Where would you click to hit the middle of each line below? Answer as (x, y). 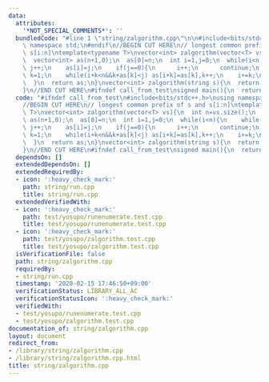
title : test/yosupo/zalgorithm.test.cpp (91, 247)
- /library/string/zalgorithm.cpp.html (75, 358)
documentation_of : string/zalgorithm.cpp (78, 328)
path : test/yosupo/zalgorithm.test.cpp (89, 239)
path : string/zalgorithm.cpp (64, 261)
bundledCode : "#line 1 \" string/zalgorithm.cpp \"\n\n (107, 38)
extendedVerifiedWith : (53, 202)
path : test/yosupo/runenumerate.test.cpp (92, 217)
